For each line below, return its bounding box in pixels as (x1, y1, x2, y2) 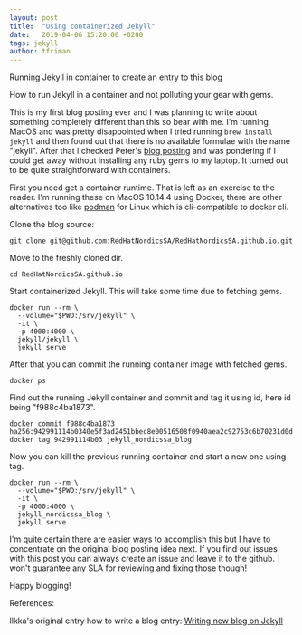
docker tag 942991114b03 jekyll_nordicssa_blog (9, 436, 193, 445)
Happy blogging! (9, 581, 71, 592)
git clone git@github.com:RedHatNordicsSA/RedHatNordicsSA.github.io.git (9, 236, 294, 245)
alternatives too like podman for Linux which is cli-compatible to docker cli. (9, 201, 289, 213)
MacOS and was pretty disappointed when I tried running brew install (9, 126, 273, 137)
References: (9, 598, 54, 609)
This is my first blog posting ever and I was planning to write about (9, 107, 258, 118)
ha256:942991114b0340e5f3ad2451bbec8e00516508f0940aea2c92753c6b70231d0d (9, 428, 294, 437)
